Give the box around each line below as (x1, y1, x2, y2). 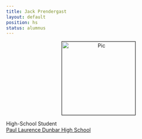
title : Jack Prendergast (6, 8, 67, 15)
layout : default (6, 14, 46, 20)
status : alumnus (6, 25, 46, 31)
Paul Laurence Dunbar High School (6, 127, 91, 134)
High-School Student (6, 120, 57, 127)
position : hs (6, 19, 38, 25)
